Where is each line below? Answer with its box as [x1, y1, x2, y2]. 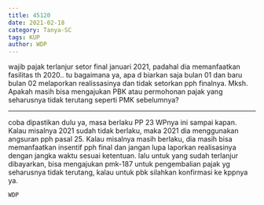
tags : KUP [8, 33, 41, 41]
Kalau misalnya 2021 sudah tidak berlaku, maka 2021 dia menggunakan [8, 126, 239, 135]
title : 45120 [8, 11, 51, 20]
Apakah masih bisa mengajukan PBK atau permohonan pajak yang [8, 87, 223, 96]
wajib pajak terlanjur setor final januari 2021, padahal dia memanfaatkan [8, 62, 241, 71]
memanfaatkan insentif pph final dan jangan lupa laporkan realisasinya [8, 142, 237, 153]
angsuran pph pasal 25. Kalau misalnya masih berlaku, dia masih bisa [8, 135, 233, 144]
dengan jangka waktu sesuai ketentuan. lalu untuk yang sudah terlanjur [8, 151, 239, 160]
